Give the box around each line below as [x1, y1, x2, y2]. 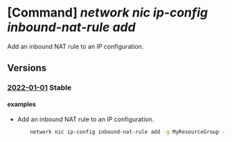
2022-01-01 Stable [7, 83, 72, 92]
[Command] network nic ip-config [7, 5, 208, 21]
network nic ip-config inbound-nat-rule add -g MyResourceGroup [30, 129, 220, 136]
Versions [7, 62, 47, 74]
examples [7, 100, 36, 108]
